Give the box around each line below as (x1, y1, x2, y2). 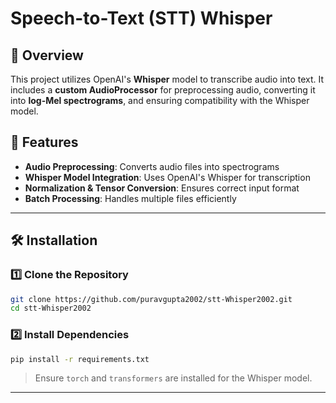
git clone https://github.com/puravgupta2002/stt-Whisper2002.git (10, 294, 293, 304)
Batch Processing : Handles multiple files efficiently (24, 192, 237, 204)
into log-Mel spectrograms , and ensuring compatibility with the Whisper (10, 95, 310, 106)
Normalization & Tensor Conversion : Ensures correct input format (24, 182, 300, 194)
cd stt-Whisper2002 (10, 303, 92, 314)
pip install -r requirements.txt (10, 354, 150, 364)
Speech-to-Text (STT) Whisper (10, 7, 273, 30)
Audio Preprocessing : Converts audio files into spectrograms (24, 160, 280, 172)
